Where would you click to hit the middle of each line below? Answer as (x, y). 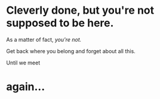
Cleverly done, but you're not (80, 10)
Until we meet (23, 63)
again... (26, 87)
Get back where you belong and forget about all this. (71, 51)
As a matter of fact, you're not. (44, 39)
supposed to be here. (60, 23)
